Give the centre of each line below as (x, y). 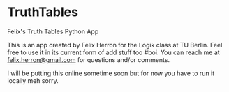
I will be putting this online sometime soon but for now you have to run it (111, 73)
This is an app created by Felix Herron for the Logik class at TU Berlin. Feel (115, 45)
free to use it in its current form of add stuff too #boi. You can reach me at (113, 52)
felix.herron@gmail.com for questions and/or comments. (88, 59)
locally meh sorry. (33, 80)
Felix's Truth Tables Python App (53, 31)
